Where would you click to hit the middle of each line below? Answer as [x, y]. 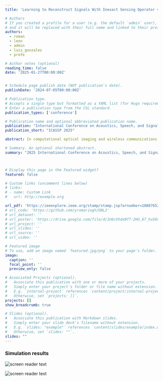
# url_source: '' [23, 233]
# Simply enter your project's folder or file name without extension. [81, 287]
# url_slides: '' [23, 228]
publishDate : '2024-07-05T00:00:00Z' [43, 90]
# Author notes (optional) [32, 63]
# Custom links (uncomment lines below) [47, 183]
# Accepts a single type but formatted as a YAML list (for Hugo [72, 103]
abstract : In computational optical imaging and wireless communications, [82, 140]
